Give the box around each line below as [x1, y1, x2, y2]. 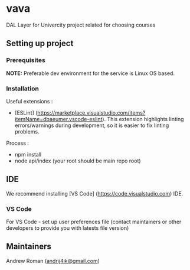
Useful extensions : [6, 97, 53, 105]
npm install [14, 151, 42, 158]
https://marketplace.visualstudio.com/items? [37, 109, 146, 116]
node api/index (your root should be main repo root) [14, 157, 141, 164]
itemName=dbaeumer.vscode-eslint [14, 115, 103, 122]
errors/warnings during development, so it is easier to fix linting [14, 122, 169, 129]
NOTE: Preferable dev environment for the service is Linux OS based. [6, 70, 175, 77]
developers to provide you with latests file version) [6, 225, 129, 232]
